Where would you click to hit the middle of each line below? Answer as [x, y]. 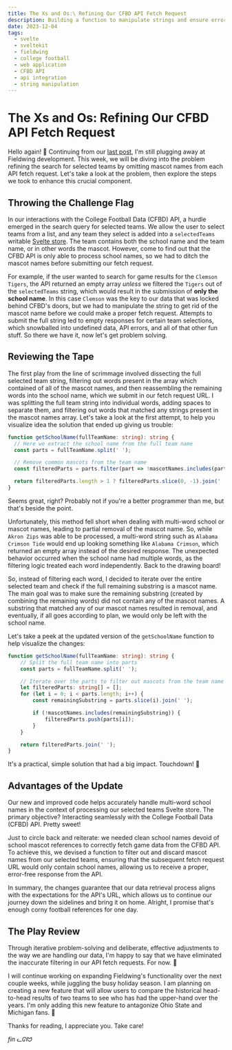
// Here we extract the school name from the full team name [104, 444]
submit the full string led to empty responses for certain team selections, [111, 320]
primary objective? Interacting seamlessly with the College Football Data [110, 817]
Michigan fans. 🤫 [32, 1012]
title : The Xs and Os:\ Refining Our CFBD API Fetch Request [97, 13]
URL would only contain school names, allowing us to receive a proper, [108, 867]
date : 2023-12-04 [33, 26]
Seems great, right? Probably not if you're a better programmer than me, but [116, 501]
